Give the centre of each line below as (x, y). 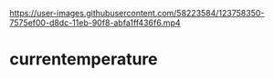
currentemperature (84, 59)
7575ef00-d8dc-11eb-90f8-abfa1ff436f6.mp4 (95, 23)
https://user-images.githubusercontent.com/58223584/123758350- (137, 13)
